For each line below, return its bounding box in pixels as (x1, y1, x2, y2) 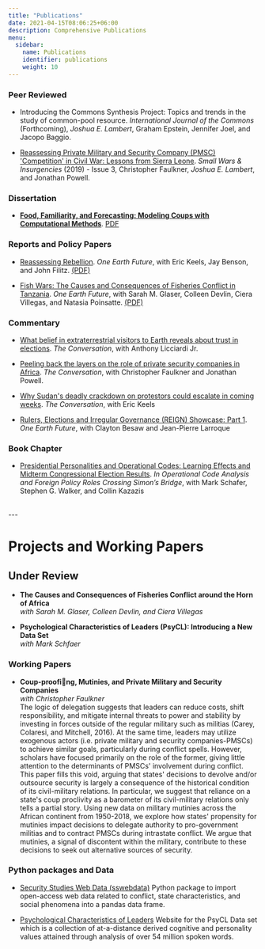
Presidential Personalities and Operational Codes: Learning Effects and (19, 461, 251, 471)
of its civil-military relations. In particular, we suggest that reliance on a (19, 786, 251, 795)
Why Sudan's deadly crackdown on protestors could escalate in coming (19, 391, 255, 400)
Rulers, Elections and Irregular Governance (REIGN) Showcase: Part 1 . (19, 415, 248, 424)
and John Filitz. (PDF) (19, 265, 91, 275)
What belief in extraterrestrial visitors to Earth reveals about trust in (19, 335, 239, 344)
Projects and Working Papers (8, 537, 204, 556)
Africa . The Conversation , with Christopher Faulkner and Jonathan (19, 367, 237, 377)
